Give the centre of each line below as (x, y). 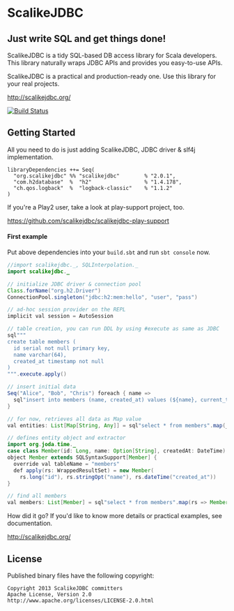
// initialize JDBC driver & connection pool (74, 284)
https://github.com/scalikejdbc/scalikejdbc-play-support (88, 221)
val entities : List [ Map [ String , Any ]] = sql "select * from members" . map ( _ (118, 425)
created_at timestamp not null (59, 361)
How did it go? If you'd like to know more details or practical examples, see (115, 516)
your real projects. (33, 84)
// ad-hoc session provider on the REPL (67, 310)
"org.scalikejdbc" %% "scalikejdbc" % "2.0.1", (95, 176)
